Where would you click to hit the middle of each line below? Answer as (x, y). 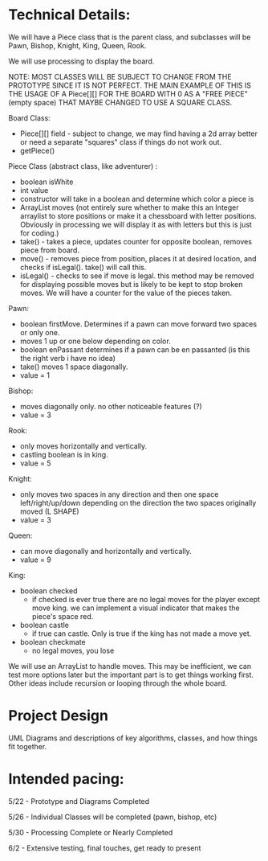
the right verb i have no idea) (68, 358)
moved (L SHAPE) (49, 511)
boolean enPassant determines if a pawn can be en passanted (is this (135, 349)
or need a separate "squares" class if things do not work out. (121, 141)
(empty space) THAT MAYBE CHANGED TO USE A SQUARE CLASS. (120, 102)
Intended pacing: (66, 779)
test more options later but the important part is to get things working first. (131, 674)
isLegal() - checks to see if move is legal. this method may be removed (137, 276)
